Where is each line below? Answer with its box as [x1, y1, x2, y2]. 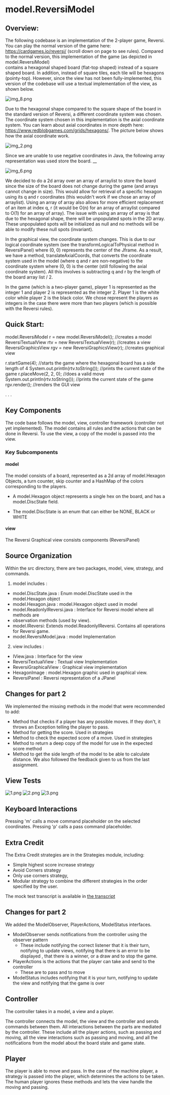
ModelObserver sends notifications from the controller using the [12, 931, 147, 937]
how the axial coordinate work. [5, 133, 70, 138]
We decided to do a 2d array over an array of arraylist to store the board [5, 178, 156, 184]
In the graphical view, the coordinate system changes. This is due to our [5, 236, 156, 242]
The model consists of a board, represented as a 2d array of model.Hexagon [5, 472, 165, 479]
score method [12, 745, 42, 751]
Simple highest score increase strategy [12, 862, 95, 868]
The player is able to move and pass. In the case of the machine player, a [5, 1068, 158, 1074]
